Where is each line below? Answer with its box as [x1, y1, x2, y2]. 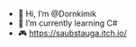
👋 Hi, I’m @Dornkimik [17, 9, 97, 19]
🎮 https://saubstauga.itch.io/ [17, 27, 128, 38]
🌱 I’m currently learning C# [17, 18, 118, 28]
